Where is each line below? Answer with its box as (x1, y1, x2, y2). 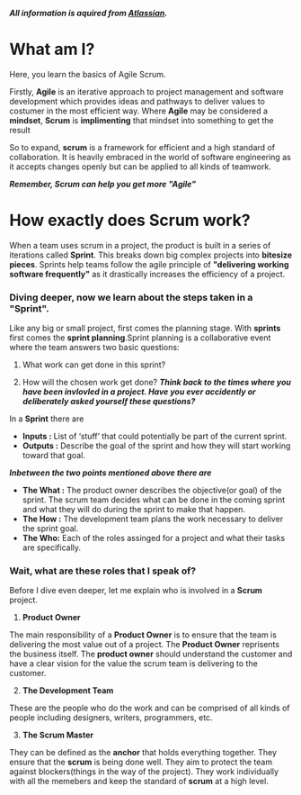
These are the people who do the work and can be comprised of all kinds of (9, 702, 290, 714)
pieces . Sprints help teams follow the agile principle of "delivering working (9, 258, 289, 269)
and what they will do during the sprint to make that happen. (22, 504, 245, 515)
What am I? (9, 40, 95, 59)
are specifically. (22, 542, 82, 553)
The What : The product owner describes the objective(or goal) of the (22, 485, 282, 496)
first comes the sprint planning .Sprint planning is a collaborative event (9, 332, 271, 343)
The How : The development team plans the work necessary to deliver (22, 513, 284, 525)
